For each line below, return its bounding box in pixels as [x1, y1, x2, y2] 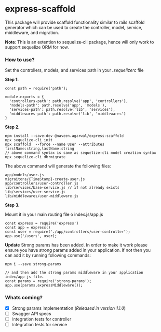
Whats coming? [5, 294, 43, 301]
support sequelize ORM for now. [5, 44, 69, 50]
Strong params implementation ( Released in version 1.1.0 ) [12, 305, 126, 311]
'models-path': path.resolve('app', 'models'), [9, 103, 107, 108]
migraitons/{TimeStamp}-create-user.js [5, 177, 85, 182]
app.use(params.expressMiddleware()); [5, 283, 83, 288]
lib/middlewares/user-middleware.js [5, 194, 79, 199]
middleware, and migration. [5, 30, 59, 35]
